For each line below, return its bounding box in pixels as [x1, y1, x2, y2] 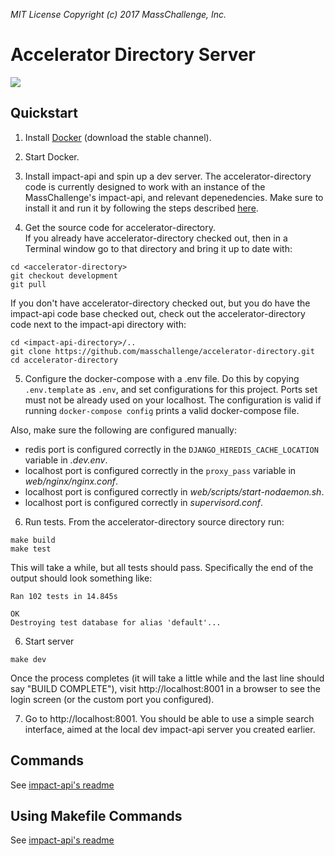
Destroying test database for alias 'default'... [10, 617, 222, 628]
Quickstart [10, 105, 79, 122]
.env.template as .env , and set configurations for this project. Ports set [24, 383, 318, 395]
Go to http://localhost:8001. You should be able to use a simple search [24, 712, 315, 724]
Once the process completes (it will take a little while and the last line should [10, 672, 325, 684]
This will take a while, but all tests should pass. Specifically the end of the [10, 561, 314, 573]
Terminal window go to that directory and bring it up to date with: [24, 242, 293, 254]
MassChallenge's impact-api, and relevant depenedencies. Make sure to [24, 191, 324, 203]
